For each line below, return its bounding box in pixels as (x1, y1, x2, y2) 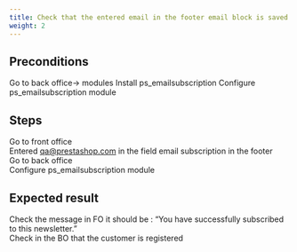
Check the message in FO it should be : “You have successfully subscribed (9, 214, 285, 224)
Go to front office (9, 137, 73, 147)
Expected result (9, 190, 100, 205)
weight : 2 (9, 21, 46, 30)
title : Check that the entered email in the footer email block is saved (9, 12, 289, 22)
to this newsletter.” (9, 223, 77, 233)
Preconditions (9, 54, 89, 69)
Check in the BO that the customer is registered (9, 232, 184, 243)
